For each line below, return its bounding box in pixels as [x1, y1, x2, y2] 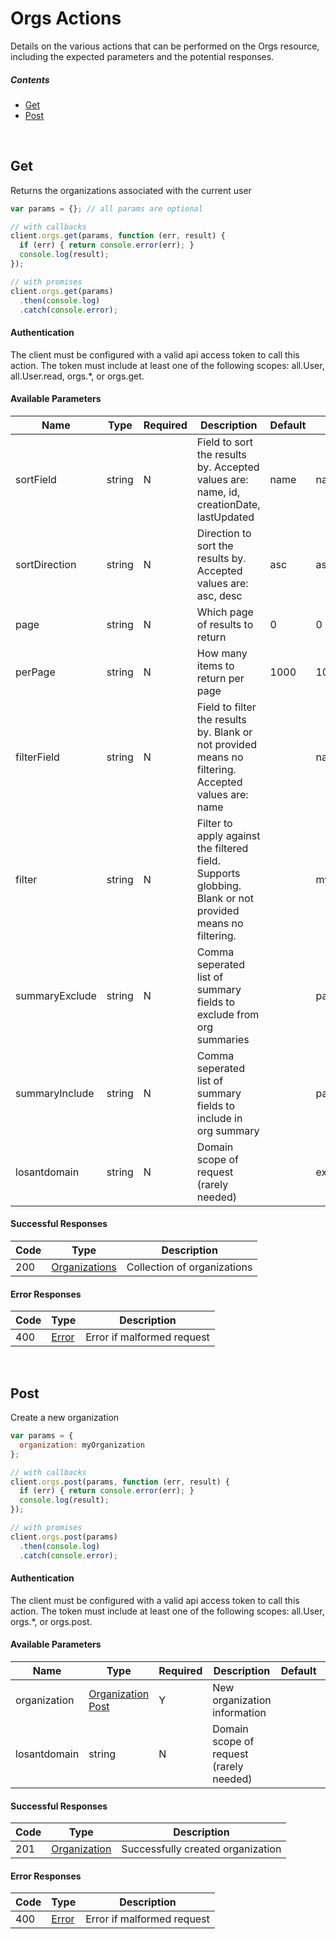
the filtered [196, 841, 249, 855]
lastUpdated [196, 510, 255, 524]
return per [196, 671, 245, 685]
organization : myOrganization [19, 1440, 145, 1450]
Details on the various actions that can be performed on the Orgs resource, [10, 40, 320, 52]
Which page [196, 605, 254, 619]
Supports [196, 866, 241, 880]
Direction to [196, 526, 252, 540]
